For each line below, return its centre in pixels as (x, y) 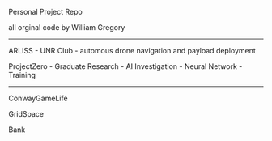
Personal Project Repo (45, 12)
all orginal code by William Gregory (67, 27)
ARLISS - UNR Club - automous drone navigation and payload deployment (132, 51)
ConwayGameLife (38, 98)
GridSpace (26, 114)
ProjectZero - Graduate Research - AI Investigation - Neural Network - (125, 66)
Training (22, 75)
